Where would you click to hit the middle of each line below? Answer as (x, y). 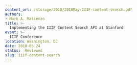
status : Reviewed (24, 50)
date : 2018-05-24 (23, 46)
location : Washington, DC (31, 42)
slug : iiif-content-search (33, 55)
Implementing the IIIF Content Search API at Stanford (67, 28)
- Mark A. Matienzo (25, 19)
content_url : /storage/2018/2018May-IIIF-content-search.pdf (69, 10)
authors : (14, 14)
